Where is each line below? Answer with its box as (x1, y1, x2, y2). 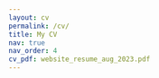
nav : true (8, 38, 46, 48)
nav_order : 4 (8, 47, 58, 56)
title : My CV (8, 30, 58, 39)
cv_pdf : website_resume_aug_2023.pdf (8, 55, 151, 64)
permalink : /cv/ (8, 22, 70, 30)
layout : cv (8, 13, 50, 22)
